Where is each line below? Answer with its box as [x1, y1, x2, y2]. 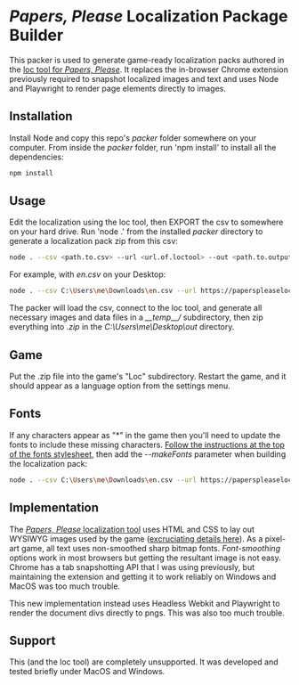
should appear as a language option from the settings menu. [9, 380, 231, 391]
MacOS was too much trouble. [9, 581, 121, 591]
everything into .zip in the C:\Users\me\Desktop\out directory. [9, 322, 235, 332]
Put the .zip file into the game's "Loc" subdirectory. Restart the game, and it [9, 371, 287, 381]
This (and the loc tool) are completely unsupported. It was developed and [9, 656, 279, 667]
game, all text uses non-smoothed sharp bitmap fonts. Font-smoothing [20, 542, 281, 553]
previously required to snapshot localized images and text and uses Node [9, 73, 279, 84]
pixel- [264, 533, 287, 544]
